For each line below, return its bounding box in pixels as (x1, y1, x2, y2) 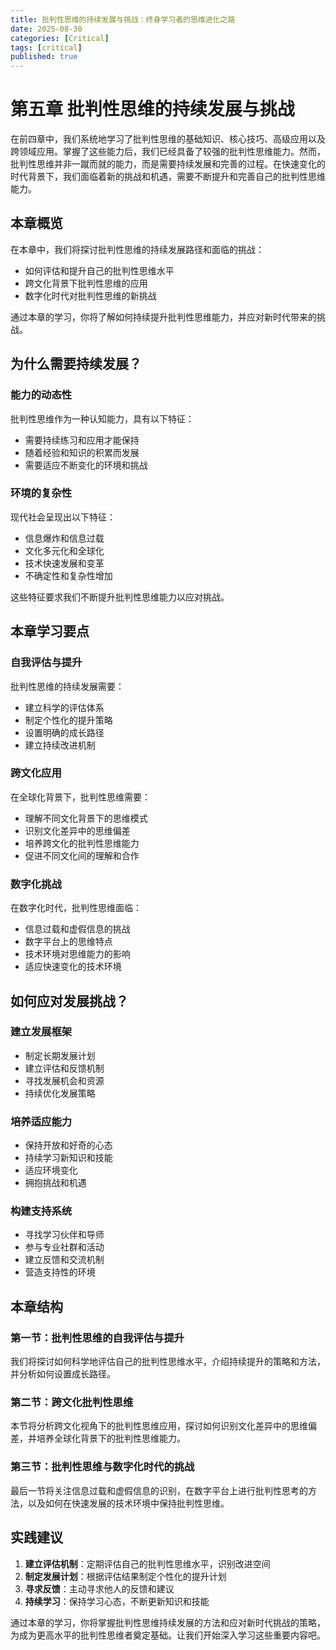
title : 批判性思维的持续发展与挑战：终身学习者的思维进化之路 (10, 14, 236, 25)
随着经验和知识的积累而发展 (24, 446, 140, 458)
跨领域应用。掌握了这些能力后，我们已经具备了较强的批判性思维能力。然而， (10, 146, 326, 158)
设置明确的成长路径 (24, 726, 105, 738)
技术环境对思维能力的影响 (24, 948, 131, 960)
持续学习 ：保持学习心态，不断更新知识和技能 (24, 1595, 210, 1607)
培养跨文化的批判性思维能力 (24, 837, 140, 849)
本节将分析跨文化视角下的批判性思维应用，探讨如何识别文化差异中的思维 (10, 1420, 308, 1432)
